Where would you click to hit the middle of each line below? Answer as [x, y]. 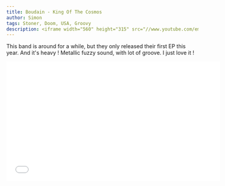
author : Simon [24, 18]
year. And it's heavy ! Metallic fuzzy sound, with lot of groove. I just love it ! [100, 53]
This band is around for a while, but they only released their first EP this [96, 46]
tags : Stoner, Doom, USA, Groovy [49, 23]
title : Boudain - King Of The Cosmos [54, 12]
